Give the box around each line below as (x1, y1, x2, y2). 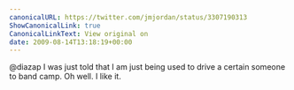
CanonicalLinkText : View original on (9, 29, 149, 38)
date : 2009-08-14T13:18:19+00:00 (9, 37, 133, 47)
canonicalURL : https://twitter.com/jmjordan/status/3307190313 (9, 12, 248, 22)
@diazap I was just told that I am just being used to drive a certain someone (9, 62, 286, 72)
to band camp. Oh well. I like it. (9, 71, 121, 82)
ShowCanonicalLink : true (9, 21, 101, 30)
